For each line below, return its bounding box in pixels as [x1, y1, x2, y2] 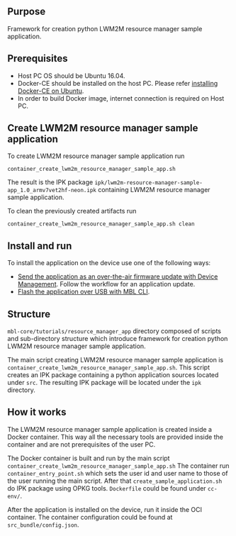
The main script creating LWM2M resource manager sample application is [7, 356, 224, 364]
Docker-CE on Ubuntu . [17, 86, 84, 95]
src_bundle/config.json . [7, 520, 79, 529]
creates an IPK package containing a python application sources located [7, 371, 219, 379]
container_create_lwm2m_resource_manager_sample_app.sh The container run [7, 461, 230, 470]
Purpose [7, 6, 46, 18]
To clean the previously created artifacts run [7, 207, 137, 216]
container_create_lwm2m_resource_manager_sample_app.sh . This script [7, 363, 210, 372]
